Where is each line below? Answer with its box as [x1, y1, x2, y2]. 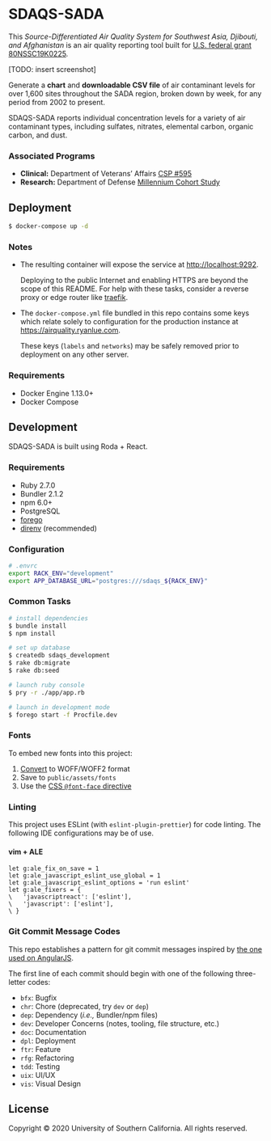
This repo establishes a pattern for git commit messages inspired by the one [8, 944, 263, 954]
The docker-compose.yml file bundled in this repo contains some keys [19, 308, 249, 318]
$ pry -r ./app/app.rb [8, 688, 85, 696]
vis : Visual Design [19, 1079, 82, 1088]
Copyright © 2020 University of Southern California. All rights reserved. [8, 1123, 248, 1133]
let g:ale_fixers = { [8, 886, 82, 894]
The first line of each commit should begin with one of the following [8, 968, 234, 978]
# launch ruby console [8, 681, 85, 689]
